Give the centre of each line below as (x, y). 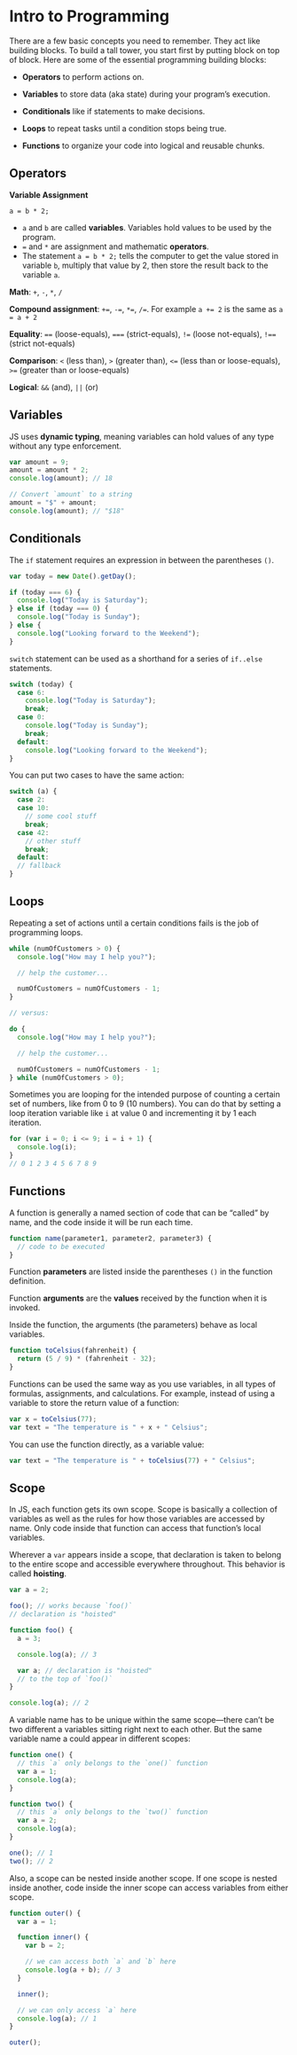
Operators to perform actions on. (83, 76)
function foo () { (41, 1630)
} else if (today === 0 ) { (59, 609)
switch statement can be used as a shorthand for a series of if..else (136, 659)
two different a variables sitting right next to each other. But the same (136, 1730)
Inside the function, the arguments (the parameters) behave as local (133, 1325)
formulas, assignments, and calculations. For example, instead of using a (142, 1393)
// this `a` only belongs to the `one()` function (113, 1763)
